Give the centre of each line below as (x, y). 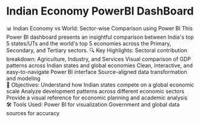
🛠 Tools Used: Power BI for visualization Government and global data (93, 104)
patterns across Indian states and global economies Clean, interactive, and (99, 65)
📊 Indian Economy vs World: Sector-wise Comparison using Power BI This (99, 28)
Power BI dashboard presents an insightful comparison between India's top (100, 37)
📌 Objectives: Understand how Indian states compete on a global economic (100, 85)
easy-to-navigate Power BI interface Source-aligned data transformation (97, 71)
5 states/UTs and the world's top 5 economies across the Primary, (89, 43)
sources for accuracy (33, 113)
